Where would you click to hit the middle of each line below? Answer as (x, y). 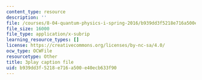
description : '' (26, 17)
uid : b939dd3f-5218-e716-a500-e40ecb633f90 (62, 68)
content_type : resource (36, 12)
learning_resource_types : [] (43, 40)
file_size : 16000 (28, 29)
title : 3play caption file (40, 62)
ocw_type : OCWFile (29, 51)
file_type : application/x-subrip (48, 34)
